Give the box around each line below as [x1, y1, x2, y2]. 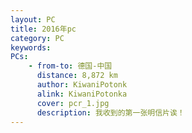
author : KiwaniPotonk [36, 80, 128, 90]
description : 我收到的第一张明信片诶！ [36, 107, 185, 118]
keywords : [10, 42, 52, 53]
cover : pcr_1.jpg [36, 98, 110, 108]
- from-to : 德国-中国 [28, 61, 113, 71]
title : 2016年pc [10, 24, 77, 34]
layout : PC [10, 14, 56, 25]
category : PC [10, 33, 65, 43]
